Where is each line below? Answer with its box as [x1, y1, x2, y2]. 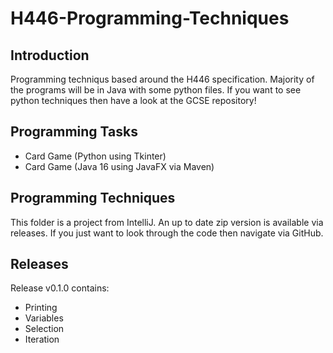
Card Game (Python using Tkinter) [24, 150, 167, 162]
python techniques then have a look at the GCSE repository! [10, 95, 257, 106]
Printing [24, 302, 58, 314]
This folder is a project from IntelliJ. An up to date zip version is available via [10, 216, 324, 228]
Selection [24, 323, 65, 335]
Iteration [24, 333, 60, 346]
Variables [24, 312, 64, 324]
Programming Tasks [10, 123, 138, 141]
